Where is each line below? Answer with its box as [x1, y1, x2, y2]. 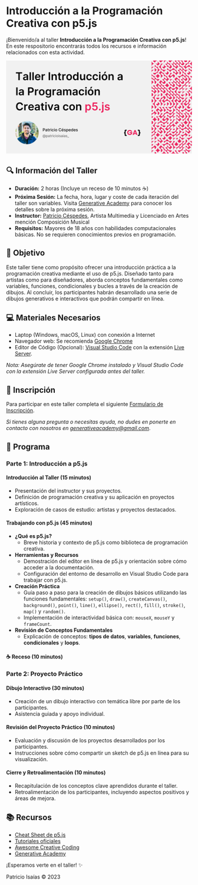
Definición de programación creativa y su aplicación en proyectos [14, 493, 175, 500]
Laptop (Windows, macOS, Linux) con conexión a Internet [14, 332, 155, 339]
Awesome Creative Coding [14, 844, 80, 851]
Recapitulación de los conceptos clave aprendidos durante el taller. [14, 782, 178, 789]
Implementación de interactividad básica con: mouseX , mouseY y [23, 614, 175, 621]
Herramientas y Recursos [14, 551, 79, 558]
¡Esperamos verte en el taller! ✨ [6, 861, 83, 868]
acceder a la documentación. [23, 563, 95, 571]
